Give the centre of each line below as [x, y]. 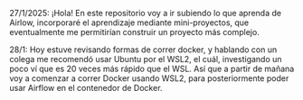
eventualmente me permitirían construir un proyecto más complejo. [134, 32]
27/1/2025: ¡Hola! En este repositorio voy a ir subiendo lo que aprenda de [146, 13]
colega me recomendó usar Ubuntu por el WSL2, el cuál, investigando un [146, 59]
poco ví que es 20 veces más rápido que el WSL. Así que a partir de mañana [152, 68]
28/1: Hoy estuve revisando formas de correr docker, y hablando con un [143, 50]
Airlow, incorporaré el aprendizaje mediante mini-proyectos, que [129, 23]
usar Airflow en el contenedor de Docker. [86, 88]
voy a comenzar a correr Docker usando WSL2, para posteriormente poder [149, 78]
